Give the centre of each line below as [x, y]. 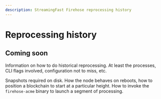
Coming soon [27, 53]
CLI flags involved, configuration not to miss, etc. [56, 70]
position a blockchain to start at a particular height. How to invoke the [77, 85]
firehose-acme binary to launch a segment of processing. [64, 91]
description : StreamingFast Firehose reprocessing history [68, 10]
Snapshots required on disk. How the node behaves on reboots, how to [79, 80]
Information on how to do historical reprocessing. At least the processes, [80, 65]
